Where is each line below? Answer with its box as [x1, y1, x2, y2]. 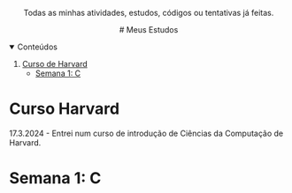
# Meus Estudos [119, 25, 179, 34]
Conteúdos [17, 41, 58, 52]
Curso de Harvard [21, 59, 88, 69]
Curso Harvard [9, 99, 120, 119]
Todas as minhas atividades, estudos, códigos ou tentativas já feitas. [23, 8, 274, 18]
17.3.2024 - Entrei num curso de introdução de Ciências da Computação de [9, 128, 284, 138]
